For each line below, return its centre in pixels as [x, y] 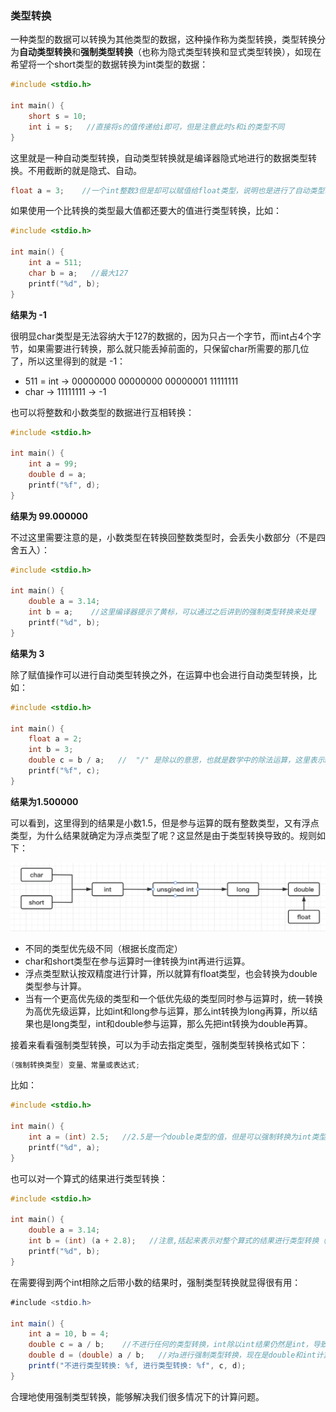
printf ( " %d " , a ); [64, 1147]
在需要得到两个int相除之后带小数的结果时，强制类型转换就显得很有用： [156, 1282]
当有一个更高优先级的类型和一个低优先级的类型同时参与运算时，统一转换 [173, 998]
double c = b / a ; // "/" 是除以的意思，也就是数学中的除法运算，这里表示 [176, 760]
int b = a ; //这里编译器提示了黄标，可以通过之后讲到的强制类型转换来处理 [172, 612]
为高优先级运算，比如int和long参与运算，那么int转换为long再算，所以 [167, 1011]
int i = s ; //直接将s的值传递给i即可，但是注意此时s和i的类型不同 [156, 127]
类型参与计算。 [55, 986]
